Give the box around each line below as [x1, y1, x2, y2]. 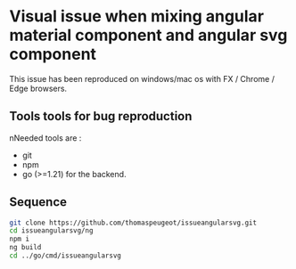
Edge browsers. [9, 83, 68, 94]
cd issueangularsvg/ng [9, 226, 94, 235]
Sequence [9, 194, 68, 210]
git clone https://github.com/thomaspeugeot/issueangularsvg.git [9, 218, 257, 227]
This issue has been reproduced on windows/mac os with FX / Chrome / [9, 73, 275, 84]
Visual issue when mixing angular [9, 6, 265, 27]
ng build [9, 243, 42, 252]
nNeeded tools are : [9, 132, 82, 143]
